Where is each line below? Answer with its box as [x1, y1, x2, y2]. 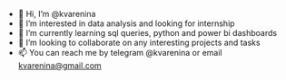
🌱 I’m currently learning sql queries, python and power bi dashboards [17, 28, 278, 38]
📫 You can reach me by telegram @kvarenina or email [17, 48, 222, 58]
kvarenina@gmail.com [17, 60, 102, 71]
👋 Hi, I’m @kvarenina [17, 9, 96, 19]
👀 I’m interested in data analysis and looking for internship [17, 18, 235, 29]
